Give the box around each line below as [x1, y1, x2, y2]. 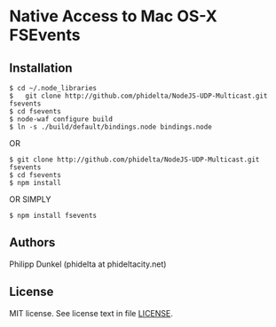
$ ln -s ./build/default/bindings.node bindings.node [9, 122, 213, 131]
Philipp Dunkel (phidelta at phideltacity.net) [9, 259, 167, 269]
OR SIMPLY [9, 194, 51, 205]
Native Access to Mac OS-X [9, 6, 217, 27]
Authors [9, 235, 56, 250]
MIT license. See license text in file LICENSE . [9, 308, 173, 318]
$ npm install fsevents [9, 211, 98, 220]
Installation [9, 60, 73, 75]
